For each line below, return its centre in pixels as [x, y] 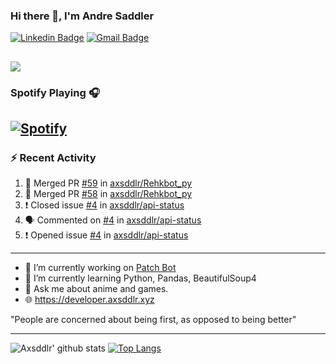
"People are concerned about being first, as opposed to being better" [153, 320]
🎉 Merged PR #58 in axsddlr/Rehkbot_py [108, 194]
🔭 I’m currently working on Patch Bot [100, 268]
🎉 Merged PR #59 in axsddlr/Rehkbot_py [108, 183]
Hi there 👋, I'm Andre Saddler [82, 16]
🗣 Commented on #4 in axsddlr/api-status [113, 220]
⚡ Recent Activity [53, 157]
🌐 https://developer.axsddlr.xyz [89, 300]
